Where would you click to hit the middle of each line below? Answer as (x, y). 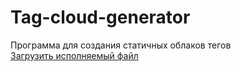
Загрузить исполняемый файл (74, 55)
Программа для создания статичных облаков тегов (121, 45)
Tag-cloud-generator (100, 17)
